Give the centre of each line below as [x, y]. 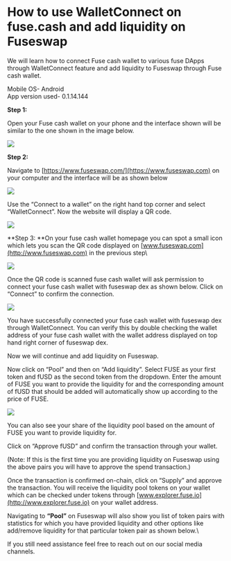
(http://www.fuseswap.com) [48, 252]
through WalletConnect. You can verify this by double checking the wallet [112, 327]
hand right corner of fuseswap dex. [58, 342]
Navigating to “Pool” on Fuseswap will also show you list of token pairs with [116, 516]
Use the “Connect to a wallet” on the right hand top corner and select [106, 204]
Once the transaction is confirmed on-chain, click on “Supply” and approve [114, 480]
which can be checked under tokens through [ [73, 495]
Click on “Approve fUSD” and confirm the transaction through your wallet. [112, 446]
